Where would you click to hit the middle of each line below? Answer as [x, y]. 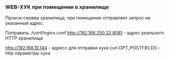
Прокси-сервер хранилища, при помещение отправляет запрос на [78, 18]
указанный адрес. [25, 23]
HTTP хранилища [24, 38]
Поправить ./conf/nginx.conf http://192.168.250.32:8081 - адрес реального [85, 33]
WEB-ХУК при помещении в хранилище [57, 7]
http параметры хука [28, 53]
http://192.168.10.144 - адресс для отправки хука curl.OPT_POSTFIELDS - [83, 48]
